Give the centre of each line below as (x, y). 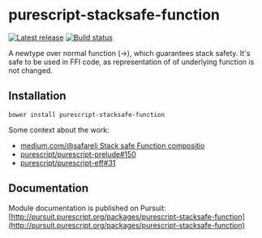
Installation (37, 96)
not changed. (30, 70)
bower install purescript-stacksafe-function (86, 115)
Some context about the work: (59, 130)
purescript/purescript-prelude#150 (78, 154)
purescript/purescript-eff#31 (68, 162)
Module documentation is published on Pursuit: (87, 208)
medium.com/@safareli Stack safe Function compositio (112, 145)
